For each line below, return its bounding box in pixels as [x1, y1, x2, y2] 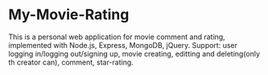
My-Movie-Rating [8, 6, 130, 24]
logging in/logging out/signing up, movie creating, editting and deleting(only [8, 49, 260, 58]
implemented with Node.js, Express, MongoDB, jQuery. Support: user [8, 40, 237, 49]
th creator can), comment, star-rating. [8, 57, 134, 67]
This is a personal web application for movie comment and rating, [8, 32, 225, 41]
